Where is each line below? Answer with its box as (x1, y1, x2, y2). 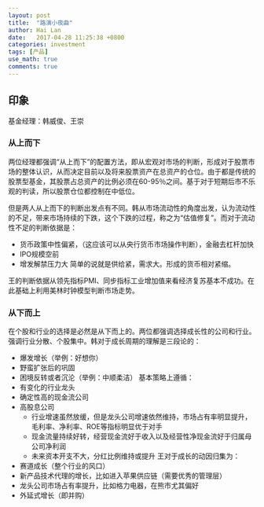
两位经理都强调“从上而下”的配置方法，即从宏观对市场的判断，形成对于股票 (8, 156, 249, 166)
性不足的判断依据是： (8, 222, 77, 232)
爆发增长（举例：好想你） (19, 353, 103, 362)
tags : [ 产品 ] (8, 48, 49, 56)
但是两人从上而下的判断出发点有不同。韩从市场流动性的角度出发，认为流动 (8, 203, 249, 212)
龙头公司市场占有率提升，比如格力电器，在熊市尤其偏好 (19, 481, 199, 490)
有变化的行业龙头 (19, 383, 75, 392)
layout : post (8, 11, 51, 20)
